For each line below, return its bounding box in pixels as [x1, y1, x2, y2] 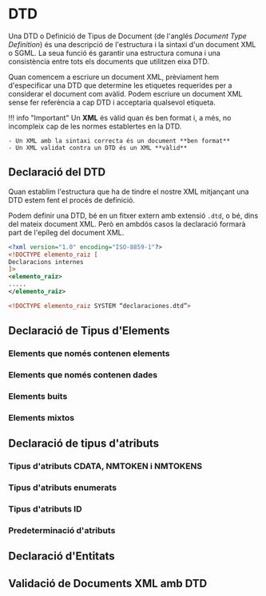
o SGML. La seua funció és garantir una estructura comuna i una [8, 48, 221, 57]
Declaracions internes [8, 258, 84, 266]
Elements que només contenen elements [8, 348, 170, 359]
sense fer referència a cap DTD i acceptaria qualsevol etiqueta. [8, 97, 216, 107]
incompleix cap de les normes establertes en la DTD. [8, 121, 182, 131]
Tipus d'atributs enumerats [8, 482, 117, 493]
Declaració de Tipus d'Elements [8, 324, 170, 337]
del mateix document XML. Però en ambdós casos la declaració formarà [8, 219, 246, 228]
